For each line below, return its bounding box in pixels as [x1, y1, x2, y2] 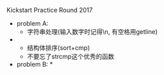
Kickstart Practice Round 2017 [6, 6, 93, 14]
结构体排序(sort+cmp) [26, 44, 90, 51]
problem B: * [16, 60, 54, 68]
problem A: [16, 19, 49, 27]
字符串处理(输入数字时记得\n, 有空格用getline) [26, 28, 158, 35]
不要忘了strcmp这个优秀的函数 [26, 52, 115, 60]
